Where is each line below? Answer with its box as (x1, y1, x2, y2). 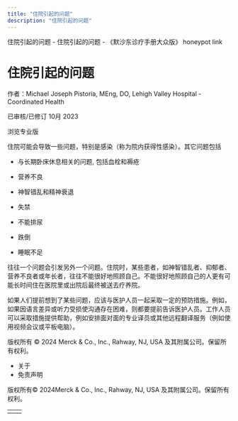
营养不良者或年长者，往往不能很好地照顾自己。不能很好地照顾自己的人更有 (7, 272, 225, 280)
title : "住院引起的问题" (7, 10, 73, 18)
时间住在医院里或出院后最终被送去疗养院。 (19, 281, 144, 290)
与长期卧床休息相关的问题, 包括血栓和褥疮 (17, 158, 140, 166)
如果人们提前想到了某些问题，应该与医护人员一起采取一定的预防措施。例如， (7, 296, 231, 305)
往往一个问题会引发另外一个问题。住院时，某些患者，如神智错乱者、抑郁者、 (7, 263, 231, 272)
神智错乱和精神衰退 (17, 187, 74, 196)
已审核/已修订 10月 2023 (7, 112, 79, 121)
